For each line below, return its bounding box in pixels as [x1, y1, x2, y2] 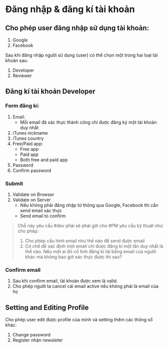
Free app [20, 146, 39, 152]
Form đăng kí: [5, 102, 40, 109]
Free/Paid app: [12, 140, 43, 147]
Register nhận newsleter [12, 337, 63, 343]
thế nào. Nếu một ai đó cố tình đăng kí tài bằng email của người [25, 248, 156, 254]
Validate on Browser [12, 191, 54, 197]
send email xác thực [20, 207, 62, 213]
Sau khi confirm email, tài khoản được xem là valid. [12, 278, 118, 284]
